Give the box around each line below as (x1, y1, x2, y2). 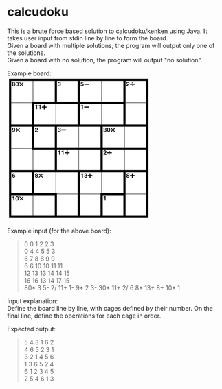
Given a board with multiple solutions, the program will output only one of (7, 41, 215, 49)
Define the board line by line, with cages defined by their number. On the (7, 304, 213, 312)
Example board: (7, 69, 52, 78)
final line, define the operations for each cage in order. (7, 311, 162, 320)
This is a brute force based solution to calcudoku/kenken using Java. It (7, 27, 208, 35)
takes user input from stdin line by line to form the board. (7, 34, 168, 42)
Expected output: (7, 325, 56, 333)
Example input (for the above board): (7, 226, 111, 235)
